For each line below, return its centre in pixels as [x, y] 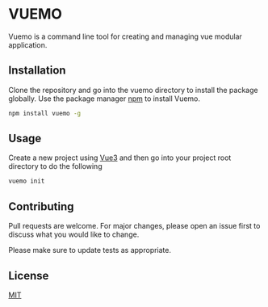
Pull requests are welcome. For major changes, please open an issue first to [134, 226]
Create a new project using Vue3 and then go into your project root [120, 158]
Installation [37, 71]
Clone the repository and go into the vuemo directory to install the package [133, 90]
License [29, 275]
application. [28, 44]
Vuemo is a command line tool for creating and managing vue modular [125, 36]
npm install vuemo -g [45, 113]
